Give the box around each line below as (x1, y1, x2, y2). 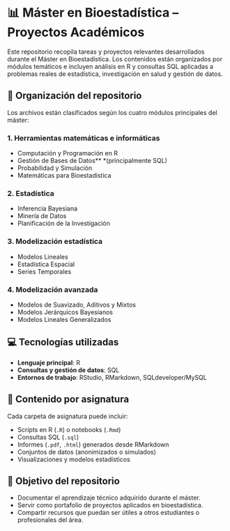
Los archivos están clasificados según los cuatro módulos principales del (7, 108, 217, 116)
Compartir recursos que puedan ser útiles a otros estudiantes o (17, 509, 200, 517)
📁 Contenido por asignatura (7, 394, 130, 406)
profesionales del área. (17, 516, 84, 524)
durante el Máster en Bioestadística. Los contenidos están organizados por (7, 54, 223, 63)
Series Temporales (17, 267, 72, 275)
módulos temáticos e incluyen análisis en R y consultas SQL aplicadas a (7, 62, 214, 70)
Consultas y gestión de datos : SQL (17, 366, 120, 374)
